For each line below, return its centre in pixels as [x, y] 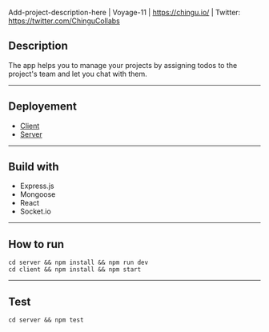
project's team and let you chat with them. [78, 74]
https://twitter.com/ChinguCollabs [64, 21]
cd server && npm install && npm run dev [78, 263]
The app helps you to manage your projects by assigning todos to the [123, 65]
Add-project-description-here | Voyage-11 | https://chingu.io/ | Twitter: [124, 12]
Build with [34, 167]
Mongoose [38, 194]
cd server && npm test [46, 320]
